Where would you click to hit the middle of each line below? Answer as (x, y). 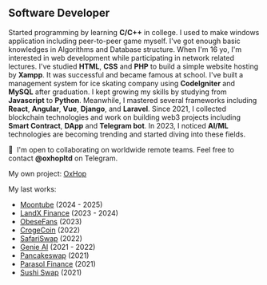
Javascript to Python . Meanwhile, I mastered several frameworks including (133, 100)
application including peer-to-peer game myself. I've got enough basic (125, 41)
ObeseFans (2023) (51, 221)
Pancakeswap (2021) (54, 255)
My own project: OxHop (48, 173)
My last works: (32, 189)
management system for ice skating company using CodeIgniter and (122, 83)
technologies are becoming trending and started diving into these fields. (127, 134)
